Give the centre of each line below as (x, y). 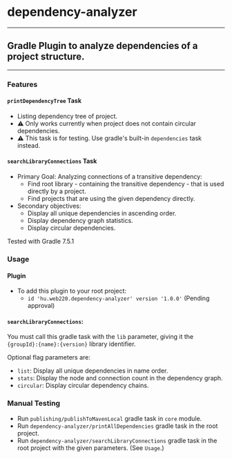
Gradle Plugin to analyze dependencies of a (103, 46)
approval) (41, 306)
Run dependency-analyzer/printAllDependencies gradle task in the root (117, 426)
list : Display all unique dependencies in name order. (93, 371)
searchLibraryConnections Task (52, 161)
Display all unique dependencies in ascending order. (102, 213)
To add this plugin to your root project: (71, 291)
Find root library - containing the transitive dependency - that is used (126, 184)
